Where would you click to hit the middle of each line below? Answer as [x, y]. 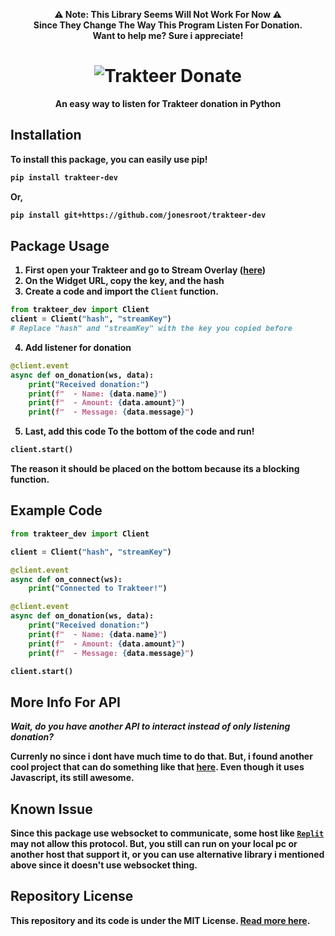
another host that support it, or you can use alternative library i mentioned [167, 854]
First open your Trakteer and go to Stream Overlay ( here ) [145, 270]
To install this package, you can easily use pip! [109, 159]
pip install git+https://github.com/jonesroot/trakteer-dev [138, 215]
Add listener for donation [78, 347]
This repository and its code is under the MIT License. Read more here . [160, 920]
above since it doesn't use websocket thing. [104, 865]
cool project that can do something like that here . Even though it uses [157, 767]
